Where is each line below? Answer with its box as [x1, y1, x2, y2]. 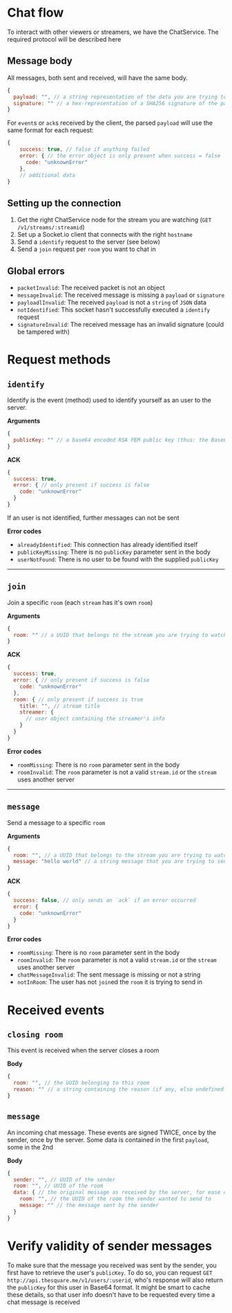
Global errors [7, 265, 66, 277]
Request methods [7, 352, 111, 368]
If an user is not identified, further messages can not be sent [7, 514, 180, 522]
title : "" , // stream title [19, 703, 100, 709]
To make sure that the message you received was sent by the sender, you [7, 1261, 217, 1269]
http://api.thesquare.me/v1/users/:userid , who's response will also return [7, 1276, 223, 1284]
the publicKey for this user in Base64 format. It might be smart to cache [7, 1283, 211, 1292]
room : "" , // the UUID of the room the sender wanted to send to [19, 1195, 212, 1202]
